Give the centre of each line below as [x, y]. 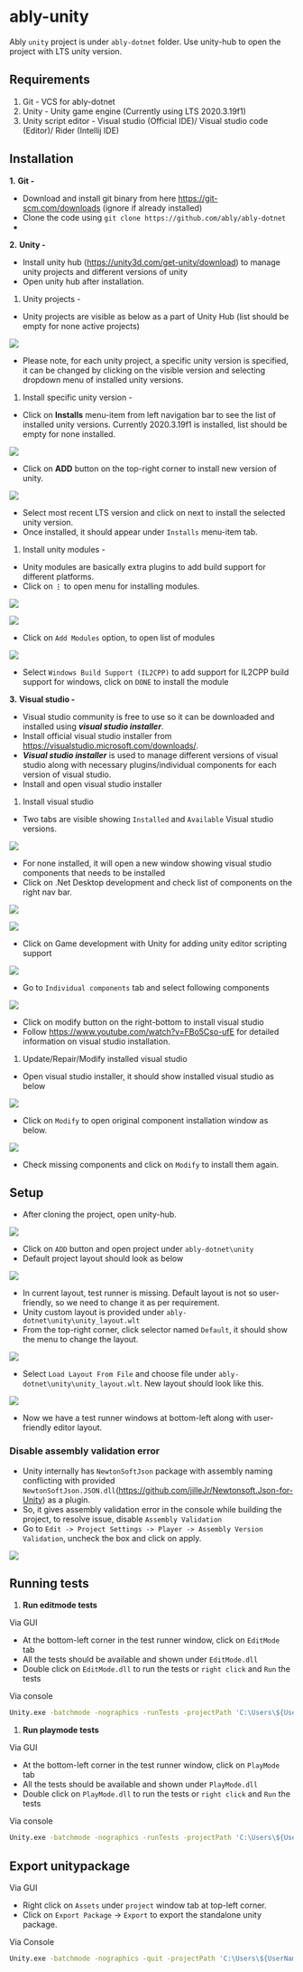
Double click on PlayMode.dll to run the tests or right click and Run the [156, 1794]
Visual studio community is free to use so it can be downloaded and [148, 716]
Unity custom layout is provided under [93, 1313]
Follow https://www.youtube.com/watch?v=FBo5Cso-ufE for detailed [151, 1031]
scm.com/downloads [61, 208]
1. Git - [22, 180]
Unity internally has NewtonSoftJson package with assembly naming [147, 1471]
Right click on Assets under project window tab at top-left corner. [145, 1905]
